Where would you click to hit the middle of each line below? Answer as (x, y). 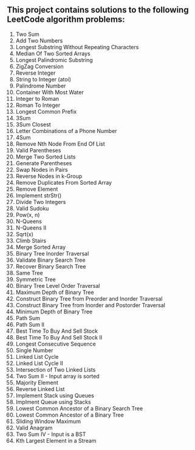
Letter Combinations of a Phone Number (66, 131)
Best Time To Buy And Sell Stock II (59, 337)
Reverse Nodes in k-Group (49, 176)
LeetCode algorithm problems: (66, 20)
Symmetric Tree (36, 279)
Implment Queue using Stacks (53, 402)
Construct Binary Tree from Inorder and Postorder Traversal (91, 305)
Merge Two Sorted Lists (46, 157)
